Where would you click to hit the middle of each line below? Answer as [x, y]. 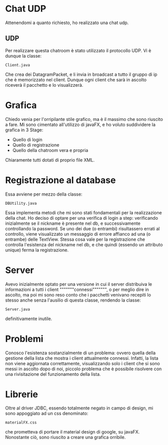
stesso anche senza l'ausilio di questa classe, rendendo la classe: [73, 300]
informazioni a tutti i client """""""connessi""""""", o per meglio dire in [77, 289]
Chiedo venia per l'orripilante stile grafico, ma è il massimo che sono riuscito [84, 119]
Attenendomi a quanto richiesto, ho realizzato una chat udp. [67, 23]
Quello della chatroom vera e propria [50, 150]
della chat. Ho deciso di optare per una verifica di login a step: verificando [82, 218]
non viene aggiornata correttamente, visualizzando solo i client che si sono [83, 363]
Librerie [22, 394]
